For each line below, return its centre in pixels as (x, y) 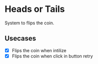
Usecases (20, 38)
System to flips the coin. (29, 23)
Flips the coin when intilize (39, 50)
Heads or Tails (35, 9)
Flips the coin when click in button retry (52, 56)
